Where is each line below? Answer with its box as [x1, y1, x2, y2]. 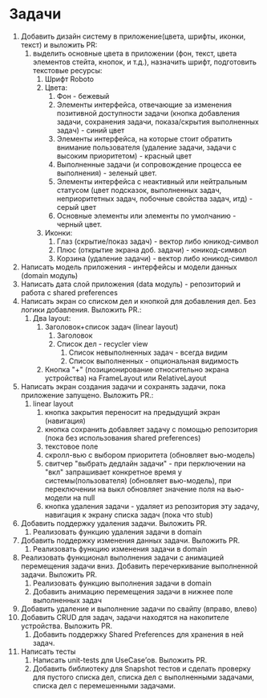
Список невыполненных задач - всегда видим [68, 347, 228, 357]
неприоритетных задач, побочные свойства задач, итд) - [56, 194, 253, 203]
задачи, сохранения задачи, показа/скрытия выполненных [56, 117, 260, 126]
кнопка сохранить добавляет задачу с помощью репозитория [44, 424, 258, 434]
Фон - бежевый [56, 91, 110, 101]
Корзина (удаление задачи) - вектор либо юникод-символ [56, 253, 257, 263]
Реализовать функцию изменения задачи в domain [32, 544, 208, 553]
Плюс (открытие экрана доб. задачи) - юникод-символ [56, 244, 247, 254]
